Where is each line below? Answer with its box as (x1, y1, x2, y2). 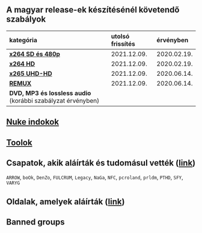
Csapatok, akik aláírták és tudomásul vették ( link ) (6, 158, 196, 168)
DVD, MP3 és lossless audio (9, 89, 91, 97)
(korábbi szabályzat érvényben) (9, 96, 100, 105)
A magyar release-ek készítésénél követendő (6, 5, 180, 15)
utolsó (111, 32, 130, 40)
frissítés (111, 39, 135, 48)
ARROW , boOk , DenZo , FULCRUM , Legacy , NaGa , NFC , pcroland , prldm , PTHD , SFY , (6, 174, 183, 181)
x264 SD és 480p (9, 49, 60, 58)
